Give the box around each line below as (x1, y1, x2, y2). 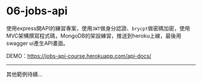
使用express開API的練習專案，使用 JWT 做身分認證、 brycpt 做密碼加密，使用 (6, 24, 191, 32)
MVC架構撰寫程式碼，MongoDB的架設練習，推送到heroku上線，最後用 (6, 32, 182, 39)
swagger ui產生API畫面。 (6, 39, 69, 47)
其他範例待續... (6, 70, 43, 78)
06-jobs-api (6, 4, 68, 18)
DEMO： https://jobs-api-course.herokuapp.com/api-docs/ (6, 52, 151, 59)
